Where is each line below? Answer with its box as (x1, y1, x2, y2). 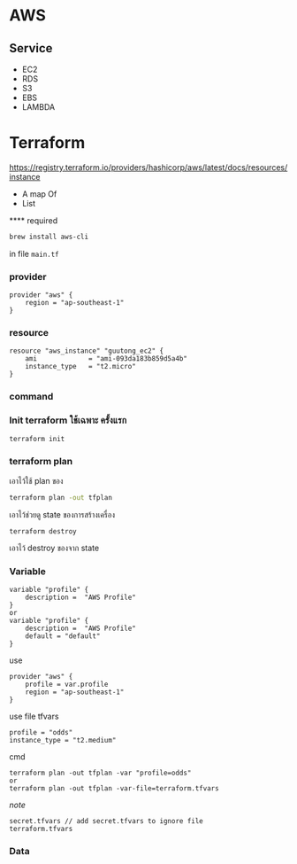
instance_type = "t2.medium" (9, 736, 117, 744)
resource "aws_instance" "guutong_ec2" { (9, 346, 164, 355)
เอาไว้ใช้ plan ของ (9, 475, 64, 486)
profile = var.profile (25, 680, 109, 689)
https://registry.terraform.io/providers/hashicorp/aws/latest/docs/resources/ (9, 161, 288, 173)
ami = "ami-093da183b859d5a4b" (25, 354, 188, 363)
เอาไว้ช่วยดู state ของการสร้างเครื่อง (9, 509, 116, 519)
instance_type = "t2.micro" (25, 362, 137, 371)
